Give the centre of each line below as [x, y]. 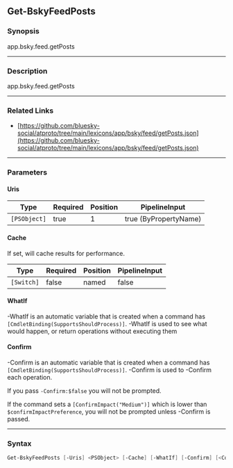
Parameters [27, 172]
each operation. [30, 378]
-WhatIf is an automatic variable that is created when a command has [106, 316]
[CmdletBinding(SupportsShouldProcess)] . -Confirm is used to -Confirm [110, 370]
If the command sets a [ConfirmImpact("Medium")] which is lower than [107, 404]
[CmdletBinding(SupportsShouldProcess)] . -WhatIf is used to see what [107, 323]
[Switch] [25, 282]
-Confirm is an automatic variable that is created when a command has [109, 363]
